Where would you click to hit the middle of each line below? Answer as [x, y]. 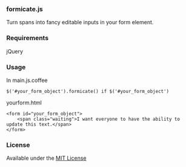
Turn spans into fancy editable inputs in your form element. [80, 22]
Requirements [28, 38]
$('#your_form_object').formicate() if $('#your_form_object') [88, 91]
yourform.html [24, 103]
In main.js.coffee [27, 80]
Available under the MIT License [46, 158]
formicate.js [25, 9]
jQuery [15, 51]
